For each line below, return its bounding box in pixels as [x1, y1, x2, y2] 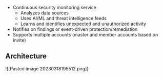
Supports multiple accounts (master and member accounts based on [12, 32, 158, 37]
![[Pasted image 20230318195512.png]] [5, 65, 89, 71]
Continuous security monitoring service [12, 5, 96, 10]
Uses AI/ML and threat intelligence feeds [20, 15, 107, 21]
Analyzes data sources [20, 10, 69, 16]
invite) [12, 37, 27, 43]
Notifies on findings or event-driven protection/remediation [12, 26, 138, 32]
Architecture [5, 52, 47, 61]
